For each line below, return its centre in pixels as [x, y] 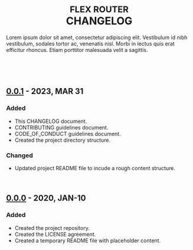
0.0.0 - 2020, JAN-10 [46, 198]
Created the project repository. [52, 228]
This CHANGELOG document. [51, 121]
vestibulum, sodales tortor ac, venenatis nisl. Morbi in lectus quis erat [91, 43]
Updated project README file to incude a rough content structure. [95, 168]
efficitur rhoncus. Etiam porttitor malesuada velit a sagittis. [77, 50]
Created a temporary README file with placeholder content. [88, 241]
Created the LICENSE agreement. [55, 234]
